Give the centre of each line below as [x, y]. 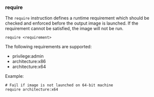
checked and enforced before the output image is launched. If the [72, 23]
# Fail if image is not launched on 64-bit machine [59, 85]
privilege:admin [28, 56]
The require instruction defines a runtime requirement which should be [77, 18]
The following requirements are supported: [48, 47]
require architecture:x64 [31, 90]
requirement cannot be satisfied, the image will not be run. [64, 29]
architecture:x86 [29, 62]
